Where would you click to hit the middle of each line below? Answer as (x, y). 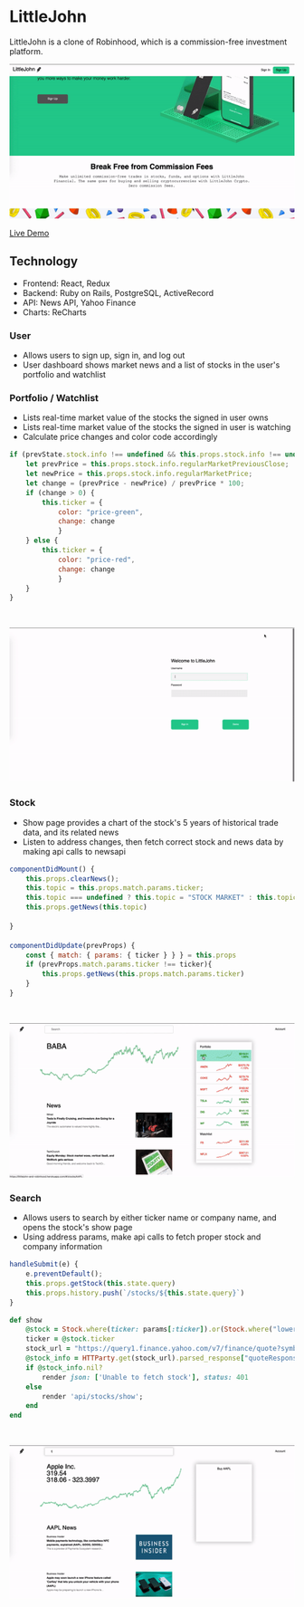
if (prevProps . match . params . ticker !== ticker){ (119, 965)
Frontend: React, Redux (66, 283)
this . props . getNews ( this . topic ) (86, 907)
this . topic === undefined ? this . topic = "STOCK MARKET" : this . (152, 898)
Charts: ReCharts (55, 312)
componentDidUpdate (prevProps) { (72, 945)
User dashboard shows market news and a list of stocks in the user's (151, 365)
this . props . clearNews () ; (72, 879)
